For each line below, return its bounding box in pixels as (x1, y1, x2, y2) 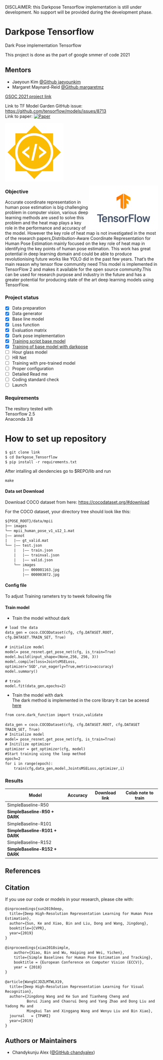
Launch (12, 382, 28, 388)
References (5, 867, 41, 875)
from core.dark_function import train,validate (5, 713, 103, 718)
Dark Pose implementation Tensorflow (5, 42, 81, 48)
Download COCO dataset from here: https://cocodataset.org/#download (5, 499, 149, 505)
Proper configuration (12, 366, 54, 372)
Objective (5, 188, 29, 195)
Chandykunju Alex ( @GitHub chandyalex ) (12, 1049, 96, 1055)
